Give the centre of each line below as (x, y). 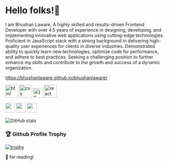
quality (12, 46)
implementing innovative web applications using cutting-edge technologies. (85, 35)
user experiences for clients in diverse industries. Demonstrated (88, 46)
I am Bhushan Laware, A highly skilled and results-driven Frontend (75, 24)
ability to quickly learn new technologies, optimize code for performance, (82, 51)
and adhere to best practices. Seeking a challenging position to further (79, 57)
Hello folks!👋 (33, 10)
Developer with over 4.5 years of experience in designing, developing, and (83, 30)
